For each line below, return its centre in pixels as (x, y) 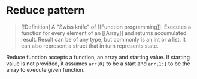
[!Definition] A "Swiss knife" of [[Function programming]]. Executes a (106, 27)
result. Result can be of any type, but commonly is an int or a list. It (103, 39)
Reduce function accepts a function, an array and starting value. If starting (98, 57)
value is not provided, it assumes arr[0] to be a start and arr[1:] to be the (98, 64)
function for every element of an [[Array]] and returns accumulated (104, 33)
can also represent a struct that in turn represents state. (90, 46)
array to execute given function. (46, 69)
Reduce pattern (46, 10)
